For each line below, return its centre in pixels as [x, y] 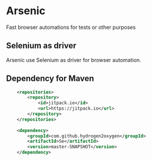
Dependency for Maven [50, 79]
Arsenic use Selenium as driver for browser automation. [74, 60]
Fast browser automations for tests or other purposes [71, 27]
